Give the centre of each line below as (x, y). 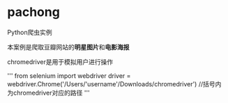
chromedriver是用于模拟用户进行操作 (60, 62)
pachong (34, 12)
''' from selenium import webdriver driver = (69, 76)
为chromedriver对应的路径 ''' (49, 93)
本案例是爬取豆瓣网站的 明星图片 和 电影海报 (68, 47)
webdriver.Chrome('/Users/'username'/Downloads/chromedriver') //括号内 (114, 84)
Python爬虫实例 (30, 32)
